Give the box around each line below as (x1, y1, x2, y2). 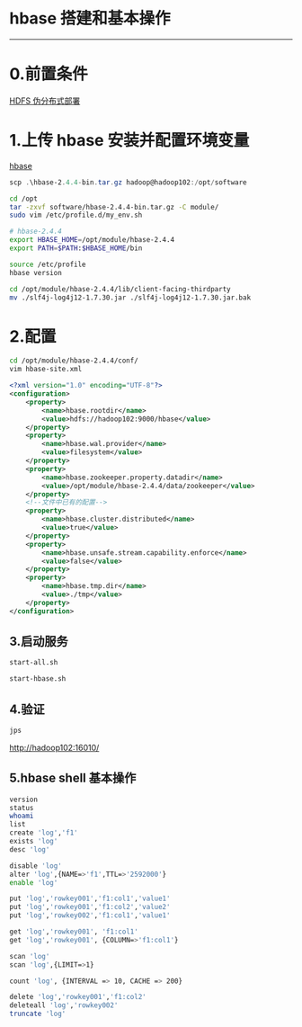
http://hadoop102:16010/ (9, 742, 100, 753)
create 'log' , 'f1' (9, 828, 78, 837)
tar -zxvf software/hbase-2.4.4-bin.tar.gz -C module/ (9, 202, 219, 211)
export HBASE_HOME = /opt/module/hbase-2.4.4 (9, 236, 175, 245)
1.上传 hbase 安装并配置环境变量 (9, 130, 250, 151)
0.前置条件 (9, 64, 88, 85)
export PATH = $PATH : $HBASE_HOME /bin (9, 244, 143, 253)
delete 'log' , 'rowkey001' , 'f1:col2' (9, 993, 147, 1002)
